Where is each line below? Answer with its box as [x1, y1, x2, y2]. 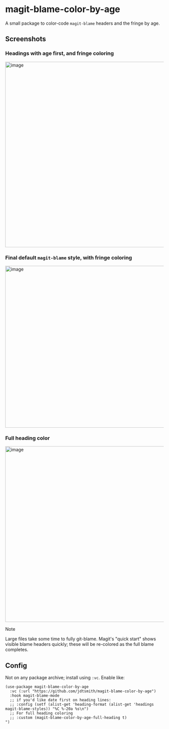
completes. [5, 646, 29, 653]
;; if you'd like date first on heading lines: [10, 698, 112, 703]
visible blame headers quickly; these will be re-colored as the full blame [5, 641, 154, 647]
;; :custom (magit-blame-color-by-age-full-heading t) [10, 715, 127, 720]
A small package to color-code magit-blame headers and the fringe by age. [5, 20, 160, 26]
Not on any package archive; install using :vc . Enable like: [5, 675, 125, 681]
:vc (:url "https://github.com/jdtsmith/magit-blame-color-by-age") [10, 689, 156, 694]
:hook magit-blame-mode [10, 693, 59, 698]
